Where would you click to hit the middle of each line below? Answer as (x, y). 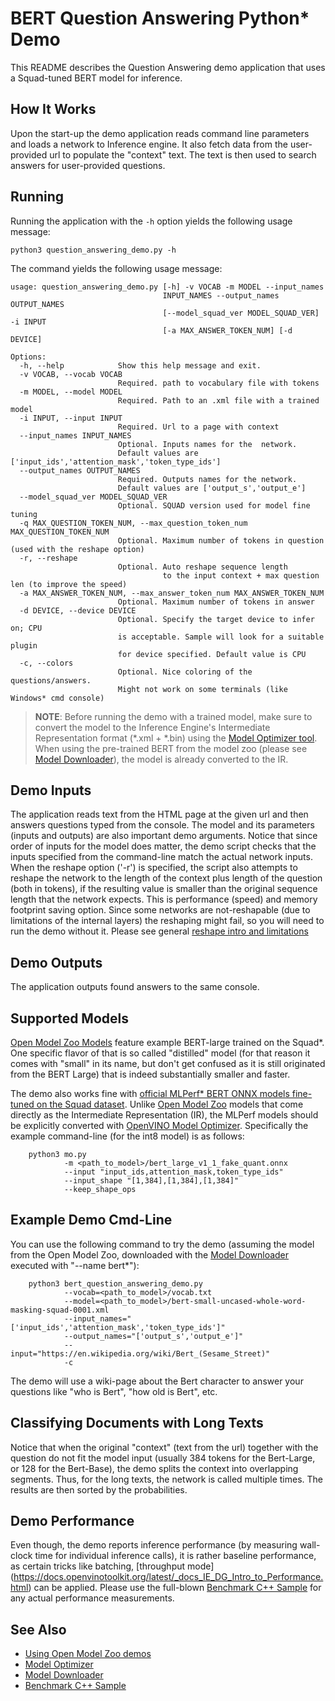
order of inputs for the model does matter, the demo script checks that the (163, 846)
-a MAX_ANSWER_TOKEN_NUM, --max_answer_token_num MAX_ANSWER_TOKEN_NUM (172, 593)
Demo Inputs (51, 790)
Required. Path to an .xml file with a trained (218, 400)
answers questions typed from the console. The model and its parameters (162, 825)
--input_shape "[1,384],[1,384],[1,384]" (151, 1181)
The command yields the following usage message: (116, 268)
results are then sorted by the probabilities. (99, 1489)
